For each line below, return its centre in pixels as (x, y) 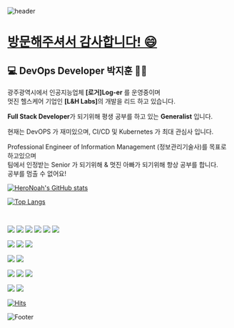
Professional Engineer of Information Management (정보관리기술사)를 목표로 (117, 147)
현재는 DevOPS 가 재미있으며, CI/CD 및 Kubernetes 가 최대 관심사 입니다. (111, 131)
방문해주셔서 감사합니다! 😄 (82, 42)
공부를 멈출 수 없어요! (37, 174)
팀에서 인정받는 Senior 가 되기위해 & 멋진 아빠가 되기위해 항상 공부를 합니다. (113, 165)
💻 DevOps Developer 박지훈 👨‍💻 (77, 70)
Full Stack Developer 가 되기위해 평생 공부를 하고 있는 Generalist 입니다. (110, 116)
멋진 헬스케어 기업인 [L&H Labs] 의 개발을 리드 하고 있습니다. (92, 101)
